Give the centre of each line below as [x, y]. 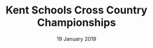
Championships [76, 23]
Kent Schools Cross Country [76, 10]
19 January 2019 [76, 39]
